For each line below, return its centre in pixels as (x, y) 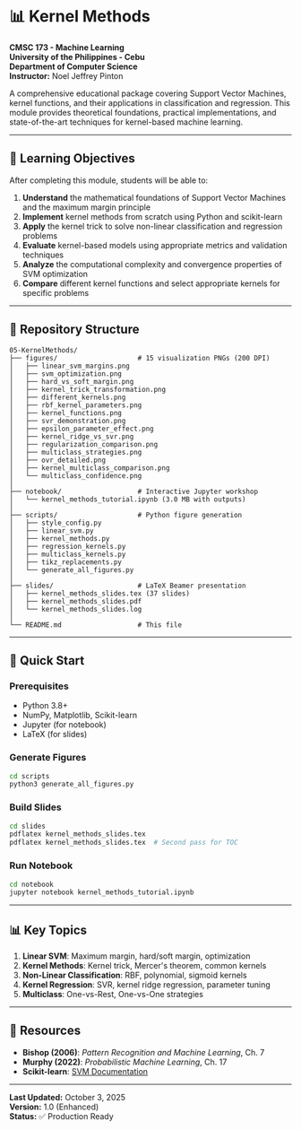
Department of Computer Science (73, 66)
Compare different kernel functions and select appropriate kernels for (151, 283)
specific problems (56, 292)
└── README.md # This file (95, 625)
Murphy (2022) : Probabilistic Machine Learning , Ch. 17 (125, 1062)
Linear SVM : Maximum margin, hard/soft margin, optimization (136, 956)
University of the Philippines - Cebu (77, 56)
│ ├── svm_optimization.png (66, 374)
